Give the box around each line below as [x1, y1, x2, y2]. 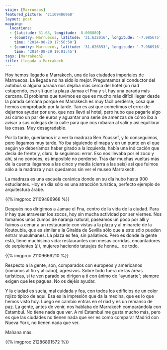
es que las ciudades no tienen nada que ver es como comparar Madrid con [5, 315, 159, 321]
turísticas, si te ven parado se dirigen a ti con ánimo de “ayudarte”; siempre [5, 273, 160, 279]
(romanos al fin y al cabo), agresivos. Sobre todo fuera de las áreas [5, 268, 143, 274]
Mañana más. [5, 330, 33, 336]
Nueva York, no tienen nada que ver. [5, 320, 80, 326]
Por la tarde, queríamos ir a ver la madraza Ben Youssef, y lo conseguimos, [5, 135, 159, 141]
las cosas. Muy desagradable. [5, 125, 67, 131]
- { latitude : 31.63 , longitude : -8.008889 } [9, 30, 101, 35]
